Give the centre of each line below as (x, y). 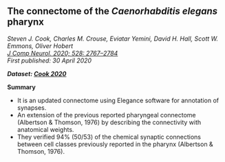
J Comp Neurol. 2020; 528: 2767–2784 (63, 53)
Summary (21, 87)
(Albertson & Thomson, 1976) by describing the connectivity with (109, 122)
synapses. (32, 107)
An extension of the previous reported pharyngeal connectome (106, 115)
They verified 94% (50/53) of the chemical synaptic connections (109, 137)
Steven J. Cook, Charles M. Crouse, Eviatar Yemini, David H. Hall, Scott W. (113, 38)
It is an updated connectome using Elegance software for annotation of (118, 100)
